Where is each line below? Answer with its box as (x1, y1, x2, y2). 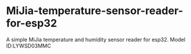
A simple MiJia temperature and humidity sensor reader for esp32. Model (6, 36, 186, 43)
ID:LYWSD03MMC (6, 42, 52, 49)
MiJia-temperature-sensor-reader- (6, 4, 183, 18)
